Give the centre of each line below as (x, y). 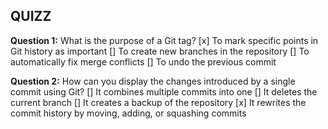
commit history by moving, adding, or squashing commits (128, 113)
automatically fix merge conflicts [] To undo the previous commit (143, 61)
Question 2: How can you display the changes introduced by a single (153, 81)
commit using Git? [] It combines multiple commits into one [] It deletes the (164, 91)
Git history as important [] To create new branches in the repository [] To (160, 51)
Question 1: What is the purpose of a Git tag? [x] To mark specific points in (164, 40)
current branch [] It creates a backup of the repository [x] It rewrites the (158, 102)
